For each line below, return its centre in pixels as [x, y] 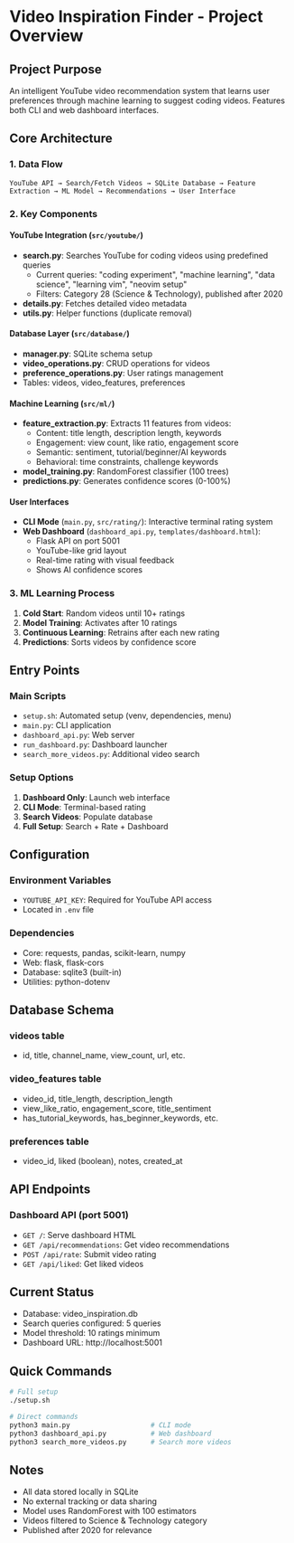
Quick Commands [61, 1371]
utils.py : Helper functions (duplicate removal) [107, 313]
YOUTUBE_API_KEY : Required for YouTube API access [117, 900]
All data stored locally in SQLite [80, 1492]
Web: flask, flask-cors [63, 962]
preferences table [49, 1141]
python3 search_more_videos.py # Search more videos [120, 1442]
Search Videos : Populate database [87, 817]
